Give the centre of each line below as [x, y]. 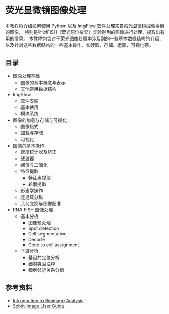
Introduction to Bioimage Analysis [48, 300]
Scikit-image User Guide [39, 306]
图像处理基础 [26, 76]
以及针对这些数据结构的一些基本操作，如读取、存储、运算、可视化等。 [79, 45]
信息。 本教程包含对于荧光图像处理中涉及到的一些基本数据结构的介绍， [89, 38]
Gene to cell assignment [54, 245]
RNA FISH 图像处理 [33, 210]
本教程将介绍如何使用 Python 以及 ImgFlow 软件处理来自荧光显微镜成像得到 [85, 26]
